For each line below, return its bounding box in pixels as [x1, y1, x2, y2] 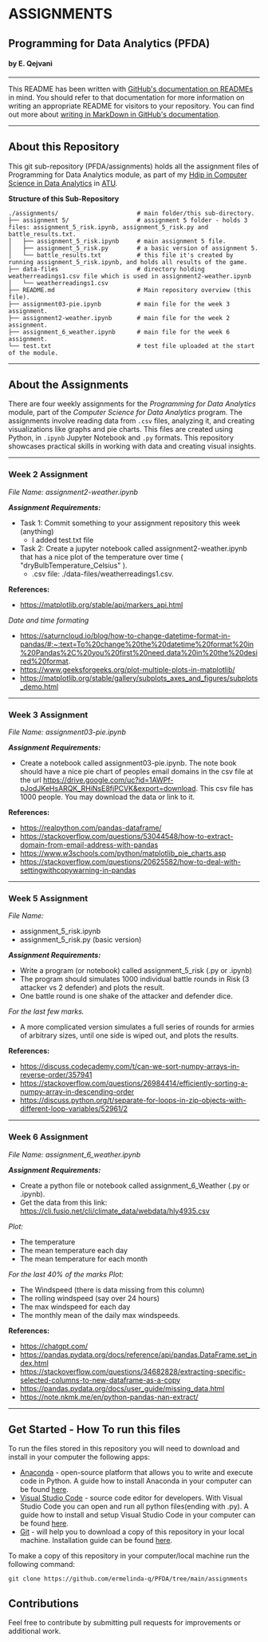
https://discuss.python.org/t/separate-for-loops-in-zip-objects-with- [19, 1095, 246, 1106]
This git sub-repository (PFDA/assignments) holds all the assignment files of [8, 161, 259, 171]
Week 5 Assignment [8, 892, 89, 904]
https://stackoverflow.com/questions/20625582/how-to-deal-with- [19, 857, 242, 866]
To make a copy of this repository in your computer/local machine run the [8, 1551, 250, 1561]
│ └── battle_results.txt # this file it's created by [8, 251, 234, 259]
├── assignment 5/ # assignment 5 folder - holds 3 [8, 216, 248, 224]
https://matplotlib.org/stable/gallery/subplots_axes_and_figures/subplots [19, 673, 258, 683]
